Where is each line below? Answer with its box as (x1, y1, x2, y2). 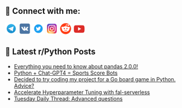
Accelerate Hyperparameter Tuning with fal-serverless (13, 89, 151, 96)
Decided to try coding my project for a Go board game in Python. (13, 75, 176, 83)
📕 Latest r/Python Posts (5, 47, 96, 57)
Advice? (13, 82, 34, 89)
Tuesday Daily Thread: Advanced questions (13, 95, 123, 102)
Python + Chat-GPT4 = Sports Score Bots (13, 69, 118, 76)
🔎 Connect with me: (5, 6, 80, 16)
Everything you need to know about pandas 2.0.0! (13, 62, 138, 70)
